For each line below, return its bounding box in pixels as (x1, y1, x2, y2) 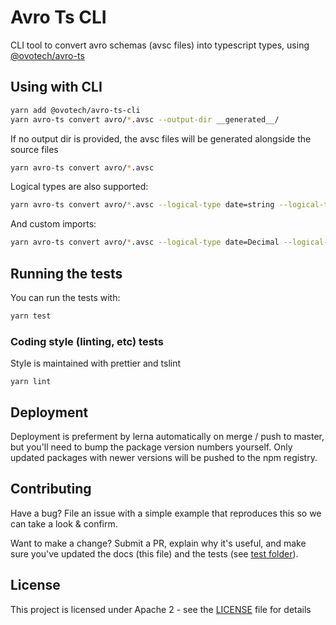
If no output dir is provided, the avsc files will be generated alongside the (10, 132, 312, 145)
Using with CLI (10, 79, 103, 96)
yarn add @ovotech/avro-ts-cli (10, 105, 141, 115)
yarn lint (10, 377, 52, 387)
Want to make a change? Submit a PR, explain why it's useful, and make (10, 537, 307, 549)
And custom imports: (10, 218, 97, 230)
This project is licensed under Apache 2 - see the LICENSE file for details (10, 603, 312, 615)
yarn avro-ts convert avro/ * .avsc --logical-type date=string (10, 200, 275, 210)
